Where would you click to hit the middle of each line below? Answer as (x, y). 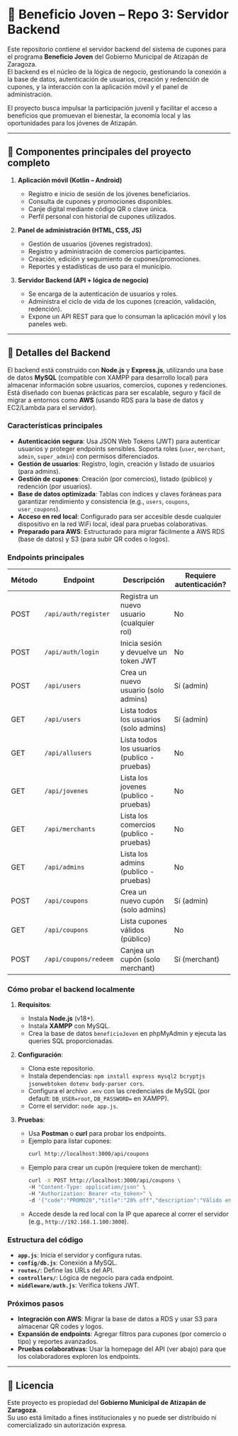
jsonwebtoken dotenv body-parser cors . (86, 1083)
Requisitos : (34, 1005)
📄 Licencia (31, 1385)
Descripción (144, 580)
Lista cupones (144, 921)
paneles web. (48, 324)
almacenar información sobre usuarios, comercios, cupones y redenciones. (118, 384)
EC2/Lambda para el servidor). (52, 407)
